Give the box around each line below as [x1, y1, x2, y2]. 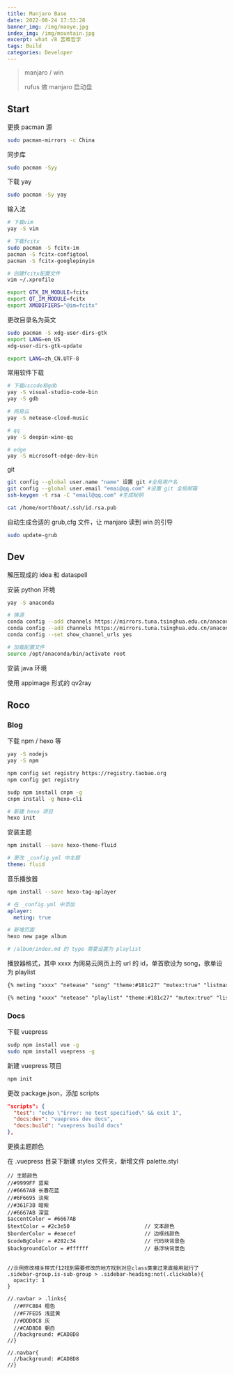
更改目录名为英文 [7, 315, 56, 324]
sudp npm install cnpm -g [7, 789, 82, 796]
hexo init [7, 814, 36, 822]
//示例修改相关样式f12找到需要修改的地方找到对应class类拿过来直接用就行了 [7, 1265, 200, 1272]
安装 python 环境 [7, 585, 56, 594]
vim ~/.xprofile [7, 276, 54, 283]
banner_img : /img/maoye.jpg [7, 23, 89, 30]
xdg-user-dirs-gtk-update [7, 343, 82, 350]
